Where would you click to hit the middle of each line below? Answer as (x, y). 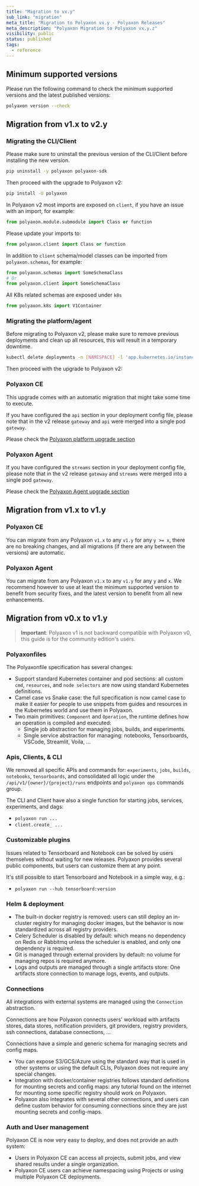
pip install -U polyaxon (37, 193)
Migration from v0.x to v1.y (57, 619)
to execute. (20, 403)
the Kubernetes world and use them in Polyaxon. (74, 710)
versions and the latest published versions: (58, 95)
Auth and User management (47, 1127)
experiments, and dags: (35, 807)
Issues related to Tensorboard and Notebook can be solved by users (90, 853)
